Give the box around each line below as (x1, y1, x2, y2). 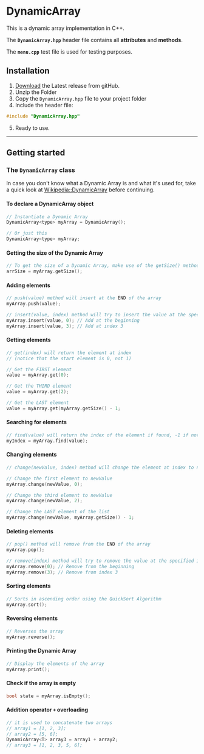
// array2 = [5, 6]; (6, 731, 59, 737)
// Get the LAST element (6, 400, 69, 406)
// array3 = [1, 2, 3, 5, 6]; (6, 742, 83, 749)
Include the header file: (15, 101, 73, 108)
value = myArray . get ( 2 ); (6, 389, 69, 395)
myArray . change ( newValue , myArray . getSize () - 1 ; (6, 514, 135, 521)
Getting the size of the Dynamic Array (6, 249, 103, 257)
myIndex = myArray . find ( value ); (6, 438, 88, 444)
